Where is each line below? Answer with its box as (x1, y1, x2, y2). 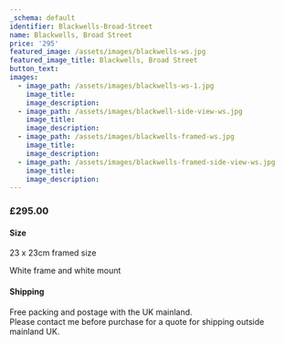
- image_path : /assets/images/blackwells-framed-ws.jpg (17, 132, 235, 141)
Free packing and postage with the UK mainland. (9, 307, 194, 318)
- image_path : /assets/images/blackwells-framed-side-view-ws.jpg (17, 157, 276, 167)
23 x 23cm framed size (9, 247, 97, 258)
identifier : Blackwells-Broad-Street (9, 22, 153, 31)
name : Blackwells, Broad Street (9, 30, 132, 39)
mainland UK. (9, 326, 60, 337)
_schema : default (9, 13, 76, 23)
